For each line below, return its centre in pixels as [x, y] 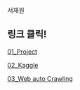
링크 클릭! [27, 35]
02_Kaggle [23, 65]
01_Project [22, 52]
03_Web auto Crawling [40, 78]
